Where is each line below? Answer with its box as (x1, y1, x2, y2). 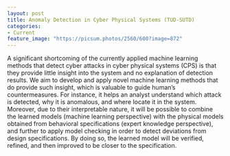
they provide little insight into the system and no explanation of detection (7, 69, 214, 77)
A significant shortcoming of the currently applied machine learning (7, 54, 198, 62)
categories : (7, 23, 41, 29)
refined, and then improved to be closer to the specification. (7, 142, 177, 150)
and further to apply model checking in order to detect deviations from (7, 127, 207, 135)
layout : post (7, 10, 45, 17)
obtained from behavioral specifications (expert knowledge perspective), (7, 120, 214, 128)
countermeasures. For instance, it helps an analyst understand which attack (7, 90, 222, 99)
